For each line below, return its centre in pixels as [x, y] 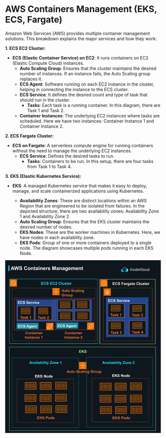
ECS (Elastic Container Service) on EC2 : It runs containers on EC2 [80, 57]
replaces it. [31, 79]
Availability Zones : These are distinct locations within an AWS [83, 200]
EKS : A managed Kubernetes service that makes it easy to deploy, [80, 186]
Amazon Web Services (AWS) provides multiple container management [78, 33]
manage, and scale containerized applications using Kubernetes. [78, 191]
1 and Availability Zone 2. [45, 216]
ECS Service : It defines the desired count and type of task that [83, 95]
